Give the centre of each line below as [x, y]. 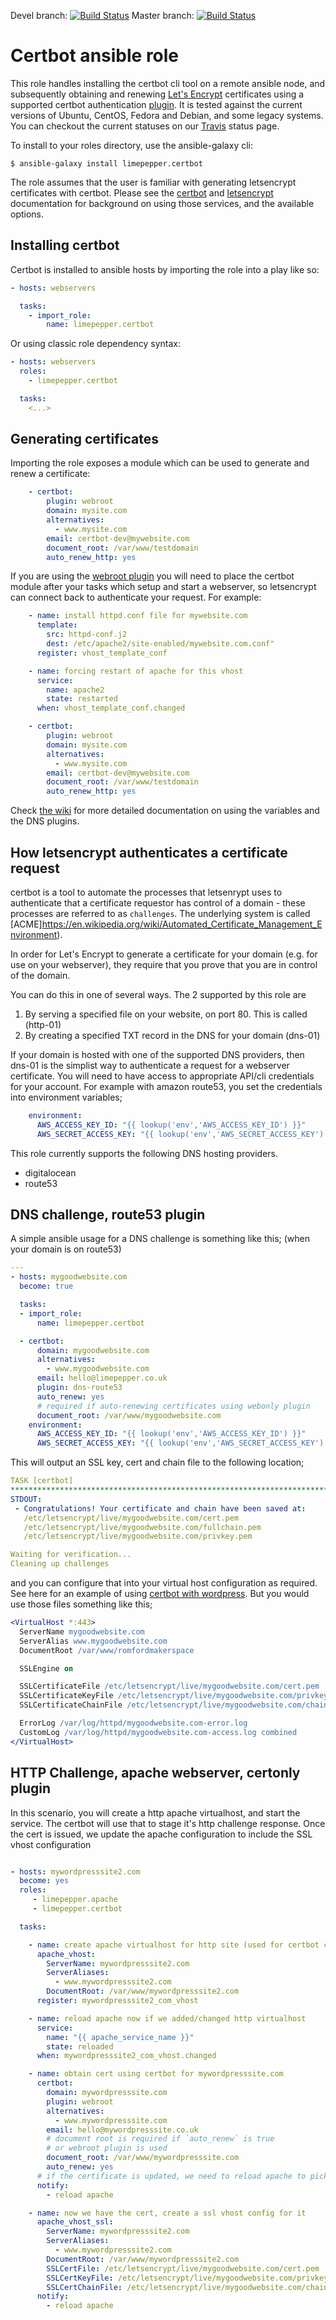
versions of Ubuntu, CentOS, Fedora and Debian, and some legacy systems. [167, 115]
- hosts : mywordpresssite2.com [75, 1871]
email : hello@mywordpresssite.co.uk [122, 2130]
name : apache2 [75, 690]
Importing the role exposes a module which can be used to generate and [160, 463]
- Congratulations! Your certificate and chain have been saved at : [160, 1508]
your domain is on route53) [66, 1249]
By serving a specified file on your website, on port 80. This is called [166, 1014]
